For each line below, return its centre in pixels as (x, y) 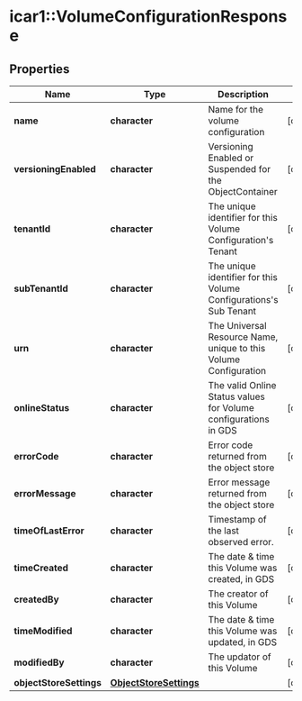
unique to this (237, 348)
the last (224, 531)
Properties (40, 69)
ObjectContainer (243, 191)
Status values (236, 396)
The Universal (237, 326)
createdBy (37, 599)
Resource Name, (243, 337)
